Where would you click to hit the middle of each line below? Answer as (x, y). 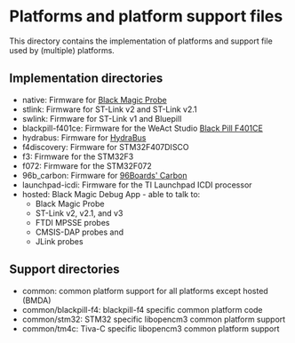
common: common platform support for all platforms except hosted (145, 291)
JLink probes (59, 241)
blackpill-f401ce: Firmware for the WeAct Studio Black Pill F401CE (143, 128)
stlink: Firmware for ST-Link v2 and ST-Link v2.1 (109, 109)
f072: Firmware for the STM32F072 (87, 165)
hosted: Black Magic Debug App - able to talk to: (111, 194)
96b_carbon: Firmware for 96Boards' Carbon (104, 175)
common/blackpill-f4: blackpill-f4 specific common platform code (143, 309)
